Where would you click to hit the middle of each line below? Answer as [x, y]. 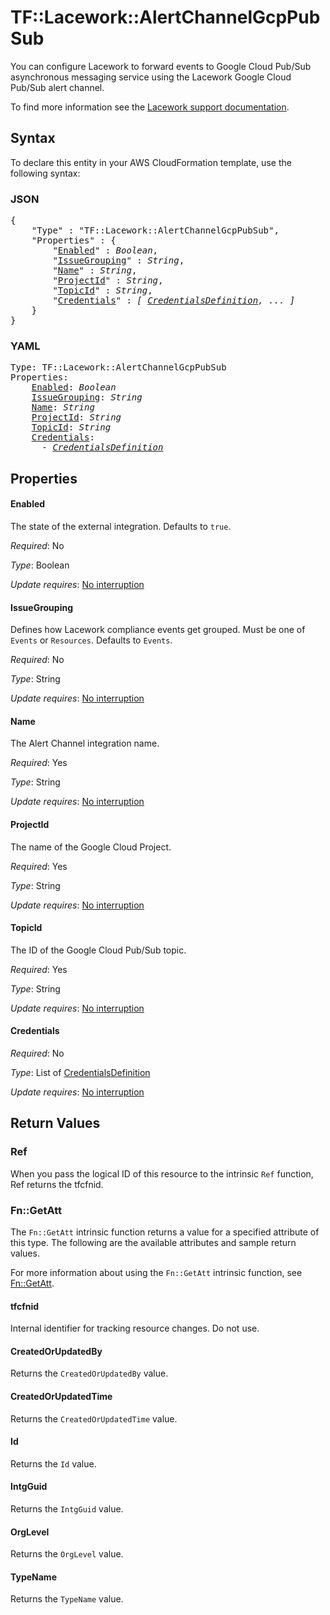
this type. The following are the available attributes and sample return [153, 1242]
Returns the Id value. [53, 1463]
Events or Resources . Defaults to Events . [91, 640]
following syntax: [45, 173]
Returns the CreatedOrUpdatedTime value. [94, 1418]
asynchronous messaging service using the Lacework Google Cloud [151, 77]
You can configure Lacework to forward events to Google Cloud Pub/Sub [161, 66]
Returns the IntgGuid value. [67, 1508]
